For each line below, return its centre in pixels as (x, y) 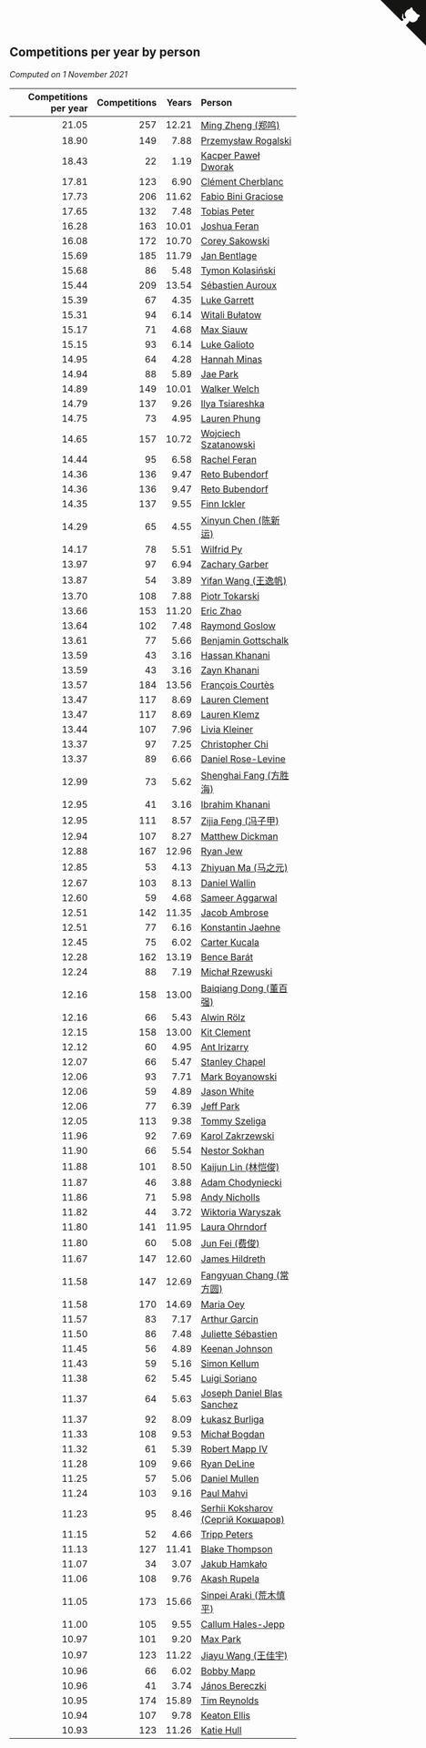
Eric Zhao (221, 610)
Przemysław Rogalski (246, 140)
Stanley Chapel (233, 1061)
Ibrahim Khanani (235, 804)
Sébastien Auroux (239, 285)
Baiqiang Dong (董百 (244, 988)
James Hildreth (233, 1259)
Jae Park (220, 373)
